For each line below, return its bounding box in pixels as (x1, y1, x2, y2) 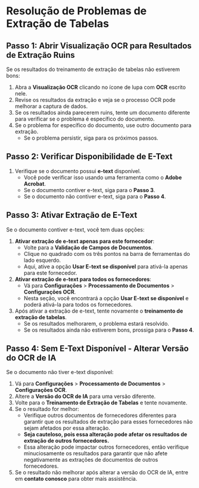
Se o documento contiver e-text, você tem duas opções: (6, 226, 145, 233)
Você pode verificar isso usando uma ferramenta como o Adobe (23, 174, 182, 181)
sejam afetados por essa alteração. (23, 425, 110, 432)
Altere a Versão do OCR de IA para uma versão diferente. (14, 393, 156, 400)
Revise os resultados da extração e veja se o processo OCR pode (14, 97, 176, 103)
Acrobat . (23, 180, 46, 187)
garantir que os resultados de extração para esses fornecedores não (23, 418, 193, 425)
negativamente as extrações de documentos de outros (23, 456, 158, 464)
